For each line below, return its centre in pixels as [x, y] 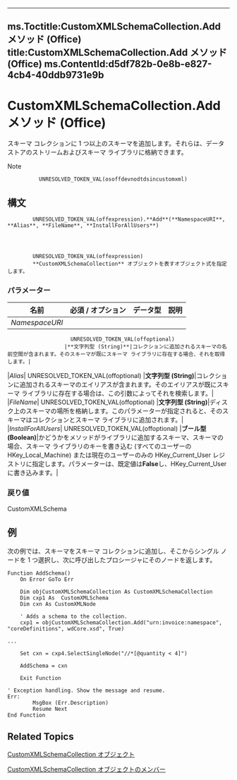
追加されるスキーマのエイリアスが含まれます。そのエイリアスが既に [118, 384]
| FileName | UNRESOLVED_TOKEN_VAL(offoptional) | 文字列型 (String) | [109, 402]
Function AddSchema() [39, 573]
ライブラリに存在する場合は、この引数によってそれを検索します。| [117, 394]
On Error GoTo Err [47, 579]
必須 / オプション [98, 310]
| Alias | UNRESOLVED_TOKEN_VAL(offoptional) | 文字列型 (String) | [102, 376]
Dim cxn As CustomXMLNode [58, 604]
